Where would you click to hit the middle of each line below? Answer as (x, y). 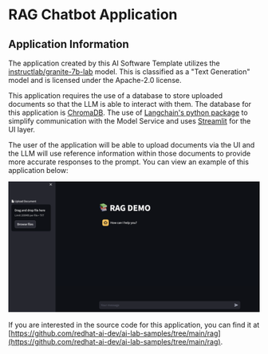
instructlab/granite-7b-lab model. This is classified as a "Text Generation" (129, 72)
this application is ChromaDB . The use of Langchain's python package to (128, 112)
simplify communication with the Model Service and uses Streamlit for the (130, 121)
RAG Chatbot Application (93, 15)
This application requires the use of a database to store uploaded (116, 96)
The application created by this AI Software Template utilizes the (114, 63)
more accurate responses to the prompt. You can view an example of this (129, 162)
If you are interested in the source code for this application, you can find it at (134, 324)
